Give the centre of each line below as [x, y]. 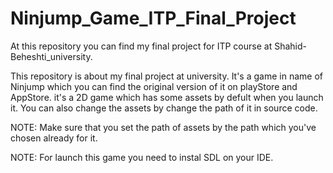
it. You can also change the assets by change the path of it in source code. [164, 108]
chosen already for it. [54, 138]
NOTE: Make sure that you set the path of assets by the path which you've [163, 127]
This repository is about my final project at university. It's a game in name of [166, 76]
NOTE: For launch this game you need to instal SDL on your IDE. [142, 157]
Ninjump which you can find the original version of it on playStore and [154, 86]
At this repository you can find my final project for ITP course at [141, 46]
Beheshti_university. [51, 56]
